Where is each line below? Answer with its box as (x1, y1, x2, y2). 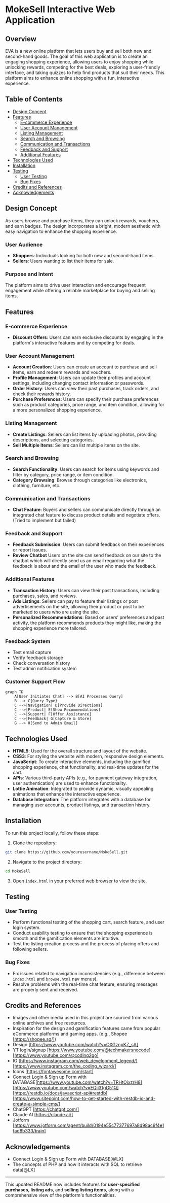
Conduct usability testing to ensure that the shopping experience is (12, 930, 153, 936)
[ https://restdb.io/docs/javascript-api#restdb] (12, 1090, 108, 1096)
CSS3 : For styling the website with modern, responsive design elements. (12, 753, 164, 760)
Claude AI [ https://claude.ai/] (12, 1112, 73, 1118)
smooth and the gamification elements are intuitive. (12, 935, 120, 942)
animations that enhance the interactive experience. (12, 791, 121, 797)
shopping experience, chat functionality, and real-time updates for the (12, 764, 159, 770)
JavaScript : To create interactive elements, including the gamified (12, 759, 151, 765)
